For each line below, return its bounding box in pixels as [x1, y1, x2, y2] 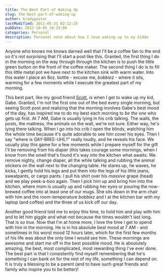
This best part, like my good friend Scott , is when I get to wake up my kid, [5, 94, 155, 100]
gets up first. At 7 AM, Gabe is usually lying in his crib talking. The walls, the [5, 115, 159, 121]
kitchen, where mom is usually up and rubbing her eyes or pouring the [5, 183, 148, 189]
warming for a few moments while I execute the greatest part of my [5, 79, 142, 85]
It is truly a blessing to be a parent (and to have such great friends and [5, 261, 148, 267]
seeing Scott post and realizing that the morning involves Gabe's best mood [5, 104, 159, 111]
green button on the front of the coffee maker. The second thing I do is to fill [5, 64, 160, 69]
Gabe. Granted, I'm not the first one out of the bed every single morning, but [5, 100, 160, 105]
